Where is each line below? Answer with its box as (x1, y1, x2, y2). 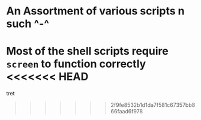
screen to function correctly (6, 57, 146, 71)
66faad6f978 (110, 108, 143, 115)
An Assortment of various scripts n (6, 4, 185, 18)
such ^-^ (6, 17, 50, 31)
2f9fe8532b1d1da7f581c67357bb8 (110, 101, 196, 109)
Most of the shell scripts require (6, 44, 169, 58)
